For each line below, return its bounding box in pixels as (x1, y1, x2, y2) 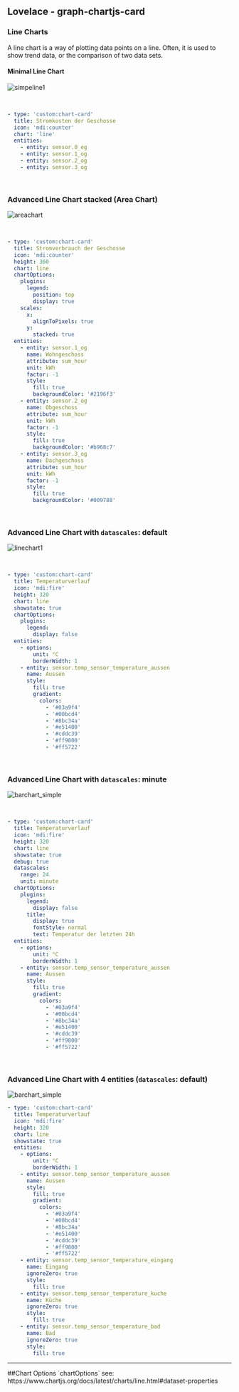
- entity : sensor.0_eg (20, 144, 87, 151)
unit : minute (20, 878, 59, 885)
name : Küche (26, 1296, 62, 1304)
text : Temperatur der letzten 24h (33, 931, 135, 938)
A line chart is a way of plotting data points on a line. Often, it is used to (7, 43, 216, 52)
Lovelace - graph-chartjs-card (7, 6, 146, 18)
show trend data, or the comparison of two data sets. (7, 51, 164, 59)
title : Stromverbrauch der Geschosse (14, 245, 126, 252)
